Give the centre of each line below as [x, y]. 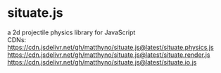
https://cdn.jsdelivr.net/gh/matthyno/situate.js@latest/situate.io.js [102, 62]
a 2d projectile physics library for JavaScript [71, 32]
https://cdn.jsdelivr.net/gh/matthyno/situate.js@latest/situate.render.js [109, 55]
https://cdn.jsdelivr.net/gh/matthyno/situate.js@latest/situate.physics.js [110, 47]
